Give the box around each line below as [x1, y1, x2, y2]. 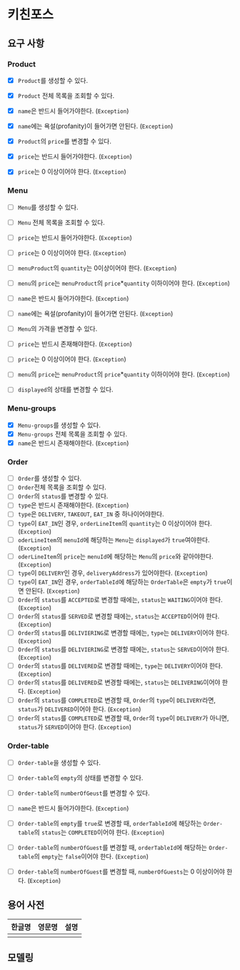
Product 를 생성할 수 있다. [17, 76, 88, 84]
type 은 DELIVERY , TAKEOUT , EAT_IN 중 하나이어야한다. [17, 510, 164, 519]
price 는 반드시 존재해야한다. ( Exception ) [17, 340, 132, 349]
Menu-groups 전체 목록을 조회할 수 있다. [17, 429, 127, 438]
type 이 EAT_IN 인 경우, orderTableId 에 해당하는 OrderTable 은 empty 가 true [17, 577, 227, 586]
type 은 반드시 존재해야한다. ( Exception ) [17, 501, 129, 509]
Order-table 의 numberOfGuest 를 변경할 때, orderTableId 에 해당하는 [17, 843, 207, 851]
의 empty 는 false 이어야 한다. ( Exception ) [34, 852, 149, 861]
